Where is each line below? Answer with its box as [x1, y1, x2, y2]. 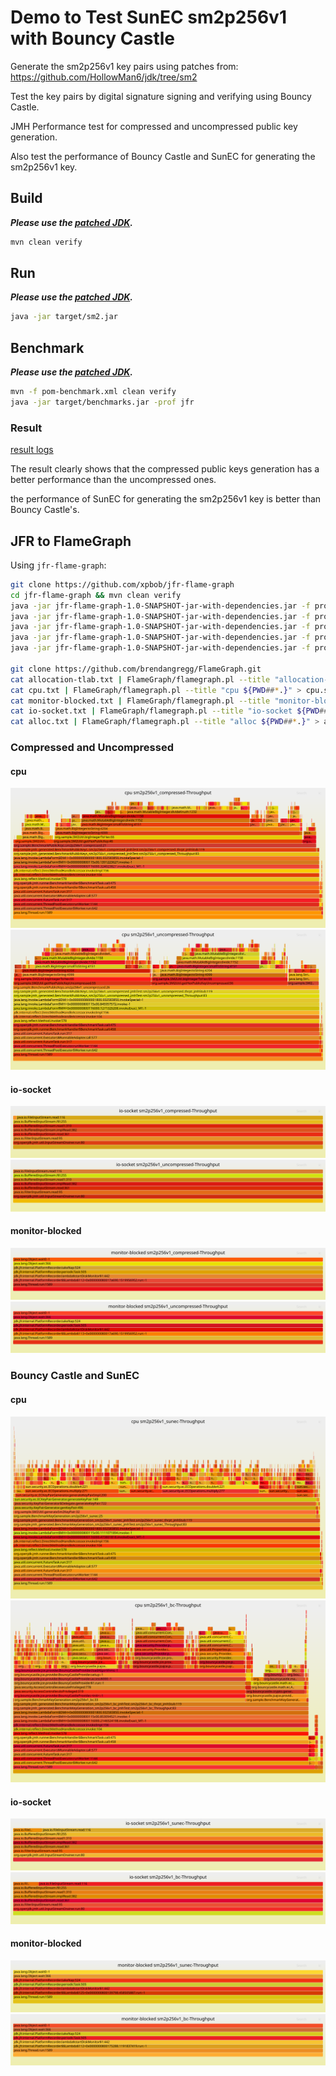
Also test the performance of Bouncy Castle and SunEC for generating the [10, 150, 316, 162]
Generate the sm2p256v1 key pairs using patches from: [10, 60, 239, 72]
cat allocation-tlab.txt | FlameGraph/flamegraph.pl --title [10, 674, 271, 685]
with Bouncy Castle [10, 27, 176, 50]
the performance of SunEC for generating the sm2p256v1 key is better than [10, 493, 322, 505]
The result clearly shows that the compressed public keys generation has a [10, 463, 320, 475]
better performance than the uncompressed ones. [10, 474, 217, 486]
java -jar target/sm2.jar [10, 312, 118, 322]
